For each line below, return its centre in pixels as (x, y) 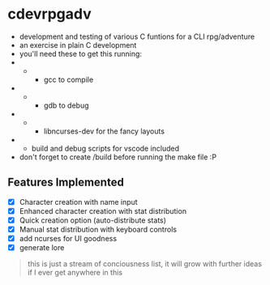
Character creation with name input (79, 202)
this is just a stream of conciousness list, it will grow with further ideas (145, 264)
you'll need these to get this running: (81, 53)
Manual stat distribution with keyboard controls (98, 229)
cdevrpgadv (50, 14)
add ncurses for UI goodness (68, 238)
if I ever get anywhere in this (75, 273)
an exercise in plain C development (78, 45)
